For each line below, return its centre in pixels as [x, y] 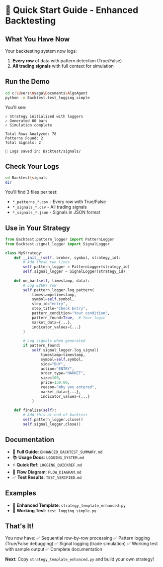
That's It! [19, 526]
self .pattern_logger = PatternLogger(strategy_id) [77, 267]
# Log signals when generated [54, 341]
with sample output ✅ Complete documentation [54, 549]
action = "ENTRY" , [57, 369]
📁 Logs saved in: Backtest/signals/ [43, 151]
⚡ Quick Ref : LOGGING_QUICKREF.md [47, 464]
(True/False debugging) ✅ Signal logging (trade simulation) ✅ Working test [81, 544]
